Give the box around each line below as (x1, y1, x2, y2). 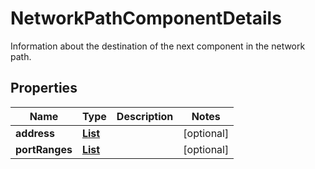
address (15, 126, 56, 140)
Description (116, 109, 174, 123)
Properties (10, 80, 78, 97)
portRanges (15, 142, 73, 156)
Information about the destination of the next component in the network (10, 40, 306, 52)
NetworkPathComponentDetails (10, 7, 282, 30)
